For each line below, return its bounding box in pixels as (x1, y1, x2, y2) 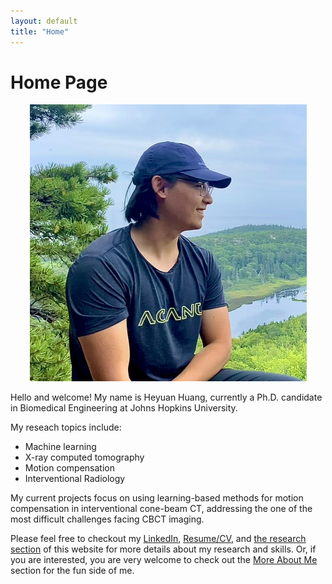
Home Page (10, 71, 108, 94)
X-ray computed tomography (24, 451, 145, 464)
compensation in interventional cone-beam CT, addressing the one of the (10, 503, 313, 515)
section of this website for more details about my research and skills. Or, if (10, 543, 317, 555)
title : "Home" (10, 26, 70, 37)
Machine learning (24, 441, 97, 453)
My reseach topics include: (10, 421, 122, 434)
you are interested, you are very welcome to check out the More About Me (10, 554, 318, 566)
